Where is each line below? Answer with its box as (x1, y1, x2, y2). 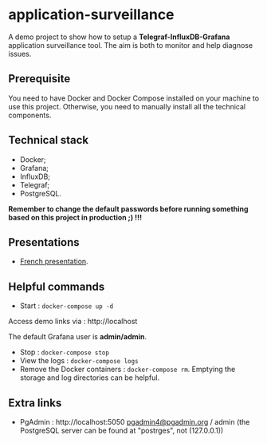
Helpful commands (8, 279, 105, 293)
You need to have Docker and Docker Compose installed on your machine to (8, 93, 260, 103)
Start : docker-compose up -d (19, 301, 114, 310)
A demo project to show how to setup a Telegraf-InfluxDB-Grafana (8, 32, 230, 42)
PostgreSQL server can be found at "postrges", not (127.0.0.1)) (19, 425, 224, 435)
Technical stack (8, 133, 89, 147)
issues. (8, 49, 32, 58)
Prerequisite (8, 72, 71, 85)
